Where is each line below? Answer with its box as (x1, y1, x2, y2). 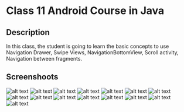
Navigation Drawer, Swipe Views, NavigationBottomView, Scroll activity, (6, 49, 179, 56)
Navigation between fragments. (6, 55, 83, 62)
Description (6, 27, 50, 37)
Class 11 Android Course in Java (6, 4, 165, 17)
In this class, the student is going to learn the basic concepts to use (6, 43, 169, 50)
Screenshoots (6, 72, 59, 82)
